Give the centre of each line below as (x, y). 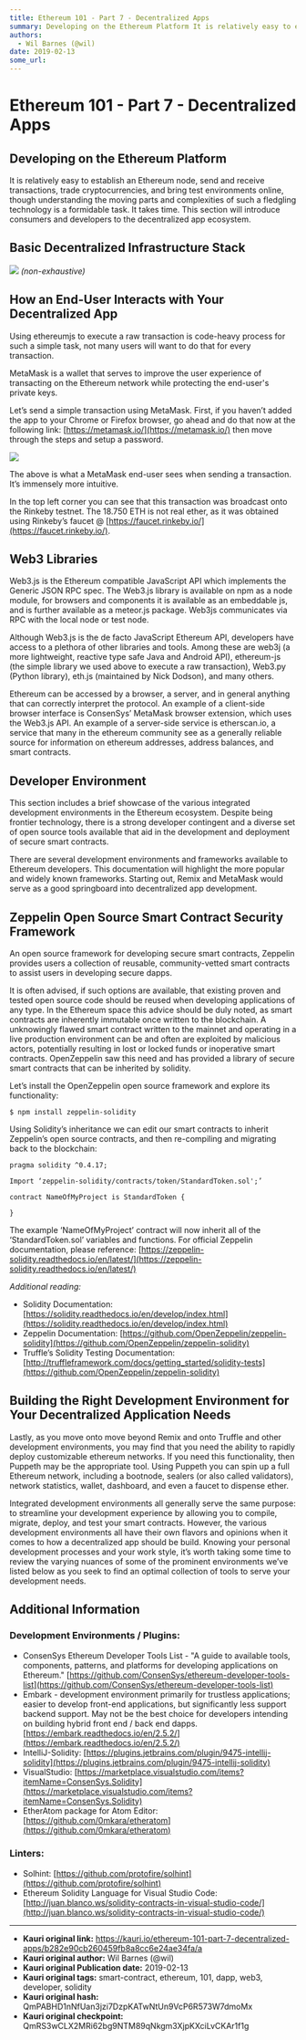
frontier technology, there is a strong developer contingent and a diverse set (153, 822)
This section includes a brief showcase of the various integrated (130, 803)
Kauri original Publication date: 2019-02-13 (105, 1967)
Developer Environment (78, 781)
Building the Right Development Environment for (149, 1401)
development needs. (48, 1581)
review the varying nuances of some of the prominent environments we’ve (149, 1561)
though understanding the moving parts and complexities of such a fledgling (153, 200)
